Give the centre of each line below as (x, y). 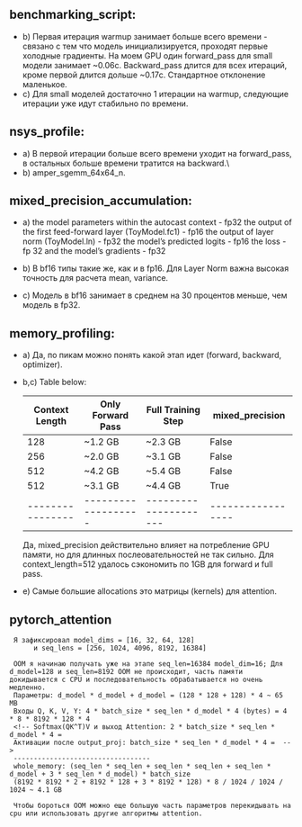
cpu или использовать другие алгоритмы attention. (106, 814)
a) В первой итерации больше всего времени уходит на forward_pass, (157, 153)
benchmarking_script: (73, 15)
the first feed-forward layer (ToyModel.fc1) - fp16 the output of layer (148, 232)
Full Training (173, 410)
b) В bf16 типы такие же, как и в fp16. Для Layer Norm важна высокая (155, 268)
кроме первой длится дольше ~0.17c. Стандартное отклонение (144, 75)
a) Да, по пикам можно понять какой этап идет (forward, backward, (152, 355)
